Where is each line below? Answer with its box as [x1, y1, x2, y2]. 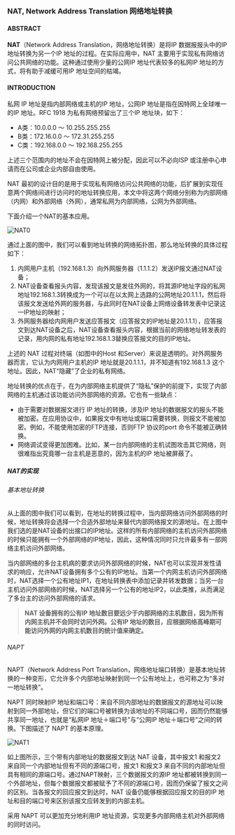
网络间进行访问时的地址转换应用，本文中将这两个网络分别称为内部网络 [25, 188, 228, 197]
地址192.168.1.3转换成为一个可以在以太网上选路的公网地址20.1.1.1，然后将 [17, 290, 226, 299]
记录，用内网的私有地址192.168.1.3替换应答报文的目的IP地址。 [17, 335, 194, 343]
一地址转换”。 [7, 683, 48, 692]
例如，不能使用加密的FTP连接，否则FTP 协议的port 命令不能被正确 [29, 423, 222, 432]
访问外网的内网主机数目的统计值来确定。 [30, 626, 148, 634]
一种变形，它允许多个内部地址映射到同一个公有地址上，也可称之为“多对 [19, 674, 225, 683]
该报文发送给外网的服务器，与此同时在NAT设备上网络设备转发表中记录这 [17, 300, 226, 308]
